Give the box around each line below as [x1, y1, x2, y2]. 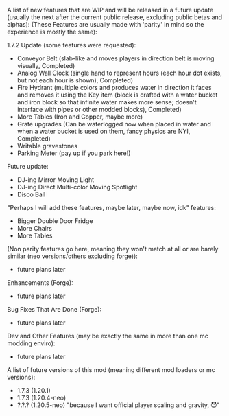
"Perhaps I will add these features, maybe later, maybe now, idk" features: [7, 204, 216, 211]
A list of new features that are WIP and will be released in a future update [7, 6, 214, 14]
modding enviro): [7, 339, 56, 347]
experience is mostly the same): [7, 27, 97, 36]
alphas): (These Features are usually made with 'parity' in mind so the [7, 21, 204, 28]
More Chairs [16, 224, 53, 232]
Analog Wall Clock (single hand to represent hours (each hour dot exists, [16, 69, 223, 77]
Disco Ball [16, 190, 46, 198]
